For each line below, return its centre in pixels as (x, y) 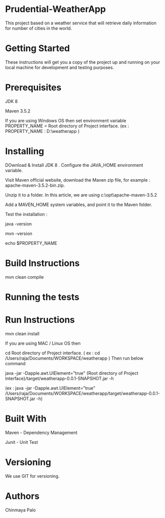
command (15, 363)
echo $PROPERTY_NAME (31, 243)
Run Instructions (40, 320)
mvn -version (19, 233)
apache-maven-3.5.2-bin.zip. (35, 185)
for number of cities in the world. (39, 28)
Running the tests (42, 297)
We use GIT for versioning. (32, 476)
